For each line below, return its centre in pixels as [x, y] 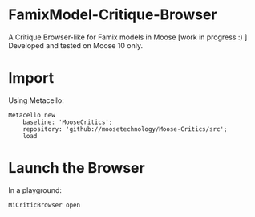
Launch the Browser [77, 168]
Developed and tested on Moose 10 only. [75, 45]
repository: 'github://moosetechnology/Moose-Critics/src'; [125, 129]
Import [31, 78]
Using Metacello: [36, 100]
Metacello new [32, 115]
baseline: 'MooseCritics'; [68, 122]
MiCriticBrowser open [45, 205]
